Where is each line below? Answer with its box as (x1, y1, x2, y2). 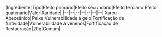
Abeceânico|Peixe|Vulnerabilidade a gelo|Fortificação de (5, 15, 124, 21)
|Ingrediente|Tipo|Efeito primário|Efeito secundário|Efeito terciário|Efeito (5, 5, 157, 10)
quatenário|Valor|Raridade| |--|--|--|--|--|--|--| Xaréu (5, 10, 117, 16)
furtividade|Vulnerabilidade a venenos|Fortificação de (5, 20, 118, 26)
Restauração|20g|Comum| (5, 26, 61, 32)
